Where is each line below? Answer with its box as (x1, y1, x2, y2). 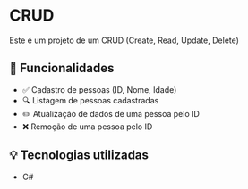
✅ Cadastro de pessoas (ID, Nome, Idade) (21, 84, 177, 94)
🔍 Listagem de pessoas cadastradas (21, 94, 159, 105)
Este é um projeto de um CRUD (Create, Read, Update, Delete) (9, 35, 240, 45)
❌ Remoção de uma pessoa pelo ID (21, 121, 153, 132)
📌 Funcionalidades (9, 61, 115, 76)
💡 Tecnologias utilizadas (9, 148, 150, 163)
